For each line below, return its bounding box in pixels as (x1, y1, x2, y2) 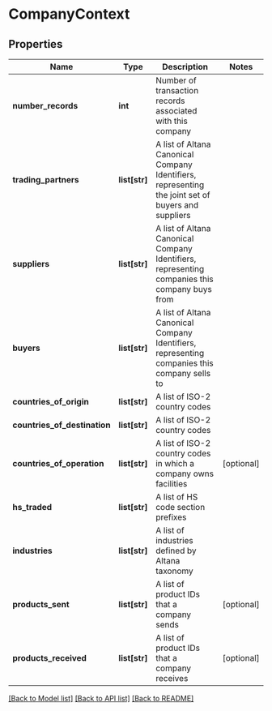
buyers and (155, 199, 199, 211)
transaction (155, 85, 199, 96)
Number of (155, 75, 197, 86)
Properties (8, 37, 63, 51)
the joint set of (155, 190, 210, 200)
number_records (12, 101, 79, 111)
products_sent (12, 599, 70, 610)
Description (161, 62, 209, 72)
